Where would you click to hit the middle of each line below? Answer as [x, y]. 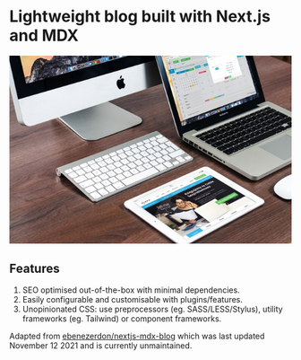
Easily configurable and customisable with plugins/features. [133, 300]
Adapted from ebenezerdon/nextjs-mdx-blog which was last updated [137, 336]
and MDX [44, 35]
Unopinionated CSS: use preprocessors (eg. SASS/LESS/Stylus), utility [153, 309]
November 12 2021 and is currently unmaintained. [101, 346]
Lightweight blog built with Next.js [140, 17]
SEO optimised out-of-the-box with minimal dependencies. [131, 290]
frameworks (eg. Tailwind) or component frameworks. [122, 319]
